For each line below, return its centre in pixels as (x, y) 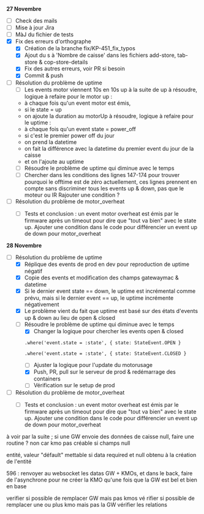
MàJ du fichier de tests (44, 35)
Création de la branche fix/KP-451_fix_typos (80, 48)
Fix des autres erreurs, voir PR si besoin (75, 69)
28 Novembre (24, 245)
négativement (42, 304)
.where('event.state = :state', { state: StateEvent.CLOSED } (105, 354)
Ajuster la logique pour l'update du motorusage (93, 365)
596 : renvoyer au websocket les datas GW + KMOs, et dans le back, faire (100, 473)
